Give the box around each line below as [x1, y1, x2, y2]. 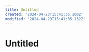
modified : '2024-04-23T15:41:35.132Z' [5, 16, 86, 21]
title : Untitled [5, 7, 39, 12]
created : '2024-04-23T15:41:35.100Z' [5, 12, 84, 17]
